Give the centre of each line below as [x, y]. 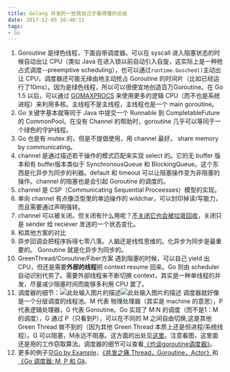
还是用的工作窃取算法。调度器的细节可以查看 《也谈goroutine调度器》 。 [117, 344]
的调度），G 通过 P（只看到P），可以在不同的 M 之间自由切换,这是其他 [115, 319]
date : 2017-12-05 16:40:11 [46, 20]
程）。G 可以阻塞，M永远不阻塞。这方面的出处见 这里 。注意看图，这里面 [118, 336]
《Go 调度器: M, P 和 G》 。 [54, 361]
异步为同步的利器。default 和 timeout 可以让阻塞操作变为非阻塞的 [128, 173]
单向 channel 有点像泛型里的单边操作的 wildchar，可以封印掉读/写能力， [119, 199]
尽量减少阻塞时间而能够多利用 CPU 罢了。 [89, 284]
